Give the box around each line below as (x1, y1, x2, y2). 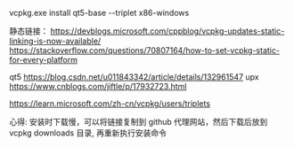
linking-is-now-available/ (9, 35, 102, 46)
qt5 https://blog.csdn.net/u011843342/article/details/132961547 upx (9, 72, 260, 82)
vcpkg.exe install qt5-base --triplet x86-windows (9, 8, 190, 18)
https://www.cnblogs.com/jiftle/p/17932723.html (9, 81, 187, 91)
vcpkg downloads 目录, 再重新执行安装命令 (9, 128, 167, 138)
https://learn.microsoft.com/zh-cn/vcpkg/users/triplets (9, 98, 211, 109)
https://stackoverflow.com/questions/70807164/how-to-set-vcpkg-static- (9, 45, 281, 56)
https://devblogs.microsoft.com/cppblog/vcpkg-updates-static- (50, 26, 285, 36)
